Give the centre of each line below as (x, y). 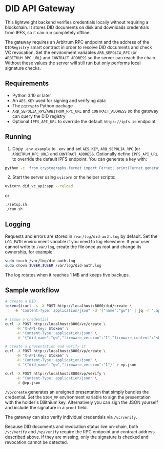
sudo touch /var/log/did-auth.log (40, 261)
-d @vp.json (28, 383)
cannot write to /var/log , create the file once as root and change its (73, 247)
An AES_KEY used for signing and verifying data (59, 100)
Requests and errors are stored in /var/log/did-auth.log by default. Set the (81, 236)
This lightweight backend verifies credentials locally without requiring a (77, 22)
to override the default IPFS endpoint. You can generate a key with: (80, 159)
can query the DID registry (39, 116)
